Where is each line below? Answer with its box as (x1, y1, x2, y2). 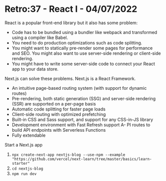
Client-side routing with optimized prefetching (11, 111, 106, 117)
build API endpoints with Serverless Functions (11, 127, 106, 133)
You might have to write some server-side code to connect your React (11, 61, 156, 67)
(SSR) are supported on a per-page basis (11, 101, 96, 107)
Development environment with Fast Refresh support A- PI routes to (11, 122, 151, 128)
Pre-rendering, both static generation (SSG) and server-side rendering (11, 95, 156, 102)
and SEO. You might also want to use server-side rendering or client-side (11, 50, 161, 56)
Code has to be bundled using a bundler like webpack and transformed (11, 29, 157, 35)
